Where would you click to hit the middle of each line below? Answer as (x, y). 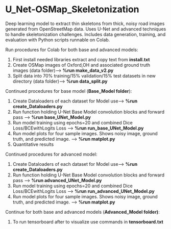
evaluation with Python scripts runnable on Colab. (58, 40)
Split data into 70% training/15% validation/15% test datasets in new (84, 75)
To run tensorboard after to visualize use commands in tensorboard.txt (88, 222)
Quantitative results (33, 144)
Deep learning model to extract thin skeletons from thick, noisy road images (85, 23)
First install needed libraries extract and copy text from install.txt (81, 59)
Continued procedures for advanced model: (51, 154)
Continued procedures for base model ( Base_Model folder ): (69, 91)
